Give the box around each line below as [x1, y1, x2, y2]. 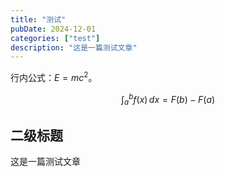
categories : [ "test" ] [10, 33, 101, 43]
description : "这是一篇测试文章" [10, 42, 138, 53]
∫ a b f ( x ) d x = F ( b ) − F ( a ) [120, 91, 216, 108]
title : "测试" [10, 14, 67, 25]
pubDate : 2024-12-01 [10, 24, 97, 34]
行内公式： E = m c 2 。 [10, 70, 98, 83]
